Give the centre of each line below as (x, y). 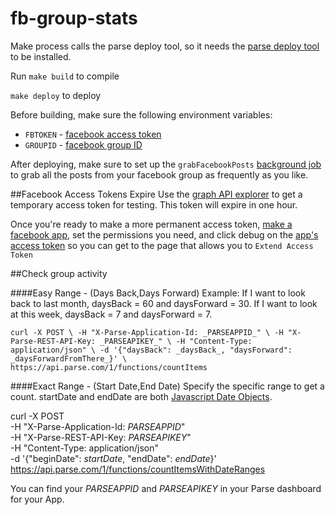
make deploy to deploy (56, 95)
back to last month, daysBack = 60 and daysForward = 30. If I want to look (164, 303)
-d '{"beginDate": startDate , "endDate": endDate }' (113, 458)
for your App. (37, 499)
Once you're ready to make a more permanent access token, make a (151, 224)
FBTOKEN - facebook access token (93, 134)
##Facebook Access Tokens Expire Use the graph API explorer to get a (156, 194)
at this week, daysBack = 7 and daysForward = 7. (111, 314)
